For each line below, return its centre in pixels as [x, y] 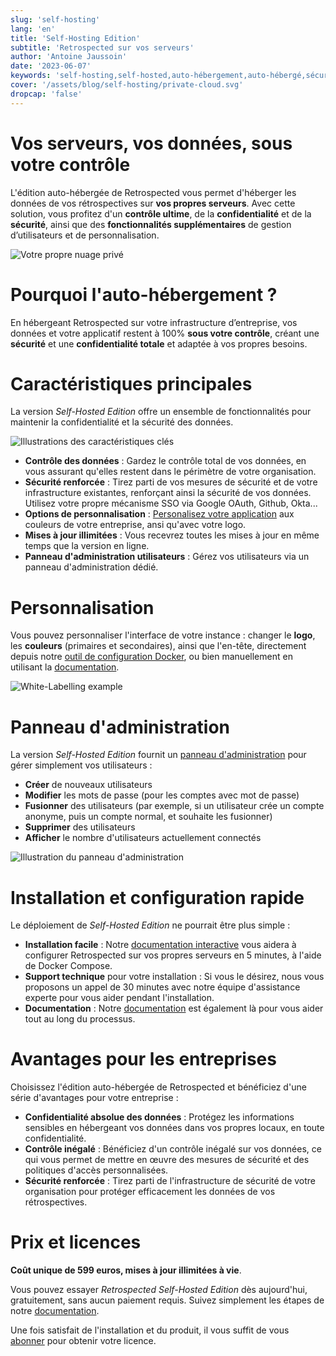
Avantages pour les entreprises [143, 1059]
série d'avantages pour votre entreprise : [94, 1098]
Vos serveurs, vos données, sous [151, 143]
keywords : [31, 76]
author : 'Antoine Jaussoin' [69, 57]
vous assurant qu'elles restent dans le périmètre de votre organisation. [170, 472]
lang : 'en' [33, 29]
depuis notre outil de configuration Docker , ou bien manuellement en [151, 657]
